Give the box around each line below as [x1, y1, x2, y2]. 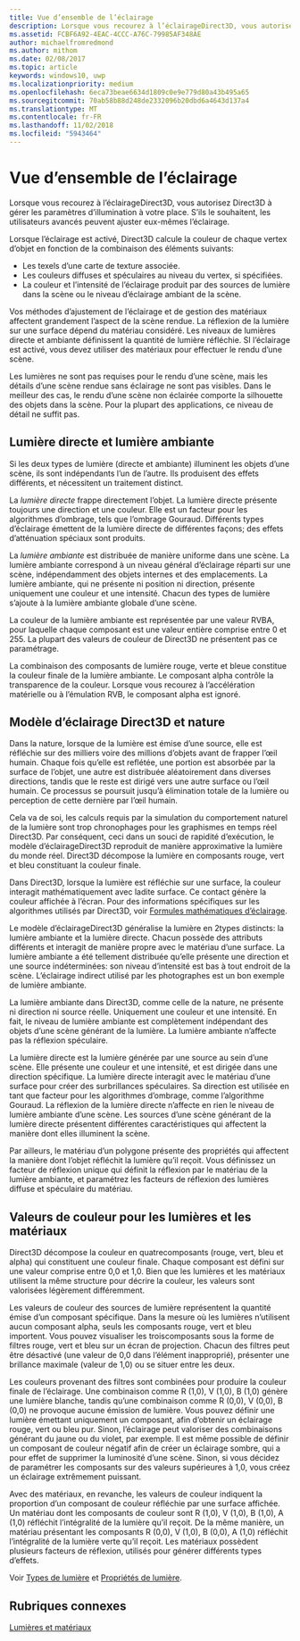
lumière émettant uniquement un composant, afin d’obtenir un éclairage [9, 1414, 273, 1425]
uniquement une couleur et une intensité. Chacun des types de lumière [9, 587, 271, 598]
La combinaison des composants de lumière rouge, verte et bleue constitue [9, 660, 287, 671]
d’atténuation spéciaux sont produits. [9, 532, 146, 543]
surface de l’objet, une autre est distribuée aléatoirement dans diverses [9, 767, 271, 778]
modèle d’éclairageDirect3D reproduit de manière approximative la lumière [9, 841, 283, 852]
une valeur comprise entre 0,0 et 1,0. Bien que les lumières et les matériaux [9, 1266, 286, 1277]
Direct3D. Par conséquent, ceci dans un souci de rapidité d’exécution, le [9, 831, 275, 842]
